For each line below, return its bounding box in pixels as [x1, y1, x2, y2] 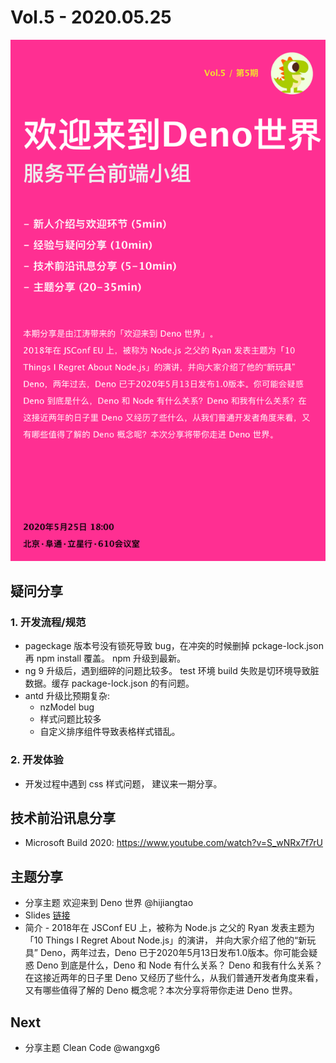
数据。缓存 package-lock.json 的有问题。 [24, 677, 195, 690]
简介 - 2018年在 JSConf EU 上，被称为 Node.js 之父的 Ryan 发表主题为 [24, 922, 315, 934]
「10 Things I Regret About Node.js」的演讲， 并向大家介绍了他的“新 [24, 934, 308, 946]
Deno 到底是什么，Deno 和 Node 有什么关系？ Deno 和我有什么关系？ [36, 959, 323, 971]
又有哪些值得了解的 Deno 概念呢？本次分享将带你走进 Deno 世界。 [24, 984, 298, 996]
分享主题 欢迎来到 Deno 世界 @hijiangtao [24, 897, 194, 909]
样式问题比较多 [39, 713, 102, 725]
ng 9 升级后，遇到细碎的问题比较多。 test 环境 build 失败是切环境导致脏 [24, 665, 320, 677]
